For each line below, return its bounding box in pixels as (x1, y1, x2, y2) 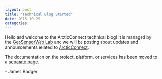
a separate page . (5, 59, 39, 65)
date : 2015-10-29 (5, 16, 40, 21)
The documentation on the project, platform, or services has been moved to (5, 54, 158, 60)
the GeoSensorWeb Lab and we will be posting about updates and (5, 39, 138, 45)
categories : (5, 20, 29, 26)
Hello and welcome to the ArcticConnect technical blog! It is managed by (5, 34, 152, 40)
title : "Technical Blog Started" (5, 12, 73, 17)
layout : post (5, 7, 32, 12)
